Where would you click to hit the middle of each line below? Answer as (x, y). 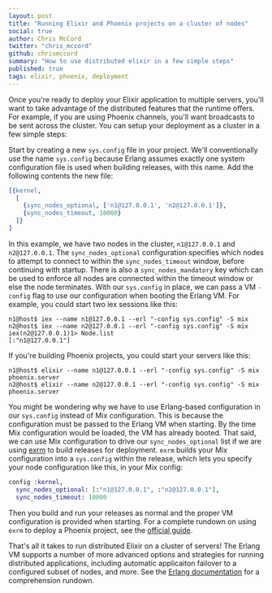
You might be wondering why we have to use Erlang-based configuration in (135, 406)
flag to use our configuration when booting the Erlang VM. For (136, 295)
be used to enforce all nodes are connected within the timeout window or (131, 278)
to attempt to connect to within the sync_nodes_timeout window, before (127, 261)
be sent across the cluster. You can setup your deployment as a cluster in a (134, 125)
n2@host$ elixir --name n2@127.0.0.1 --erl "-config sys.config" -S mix (134, 384)
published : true (36, 69)
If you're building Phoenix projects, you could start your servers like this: (130, 355)
